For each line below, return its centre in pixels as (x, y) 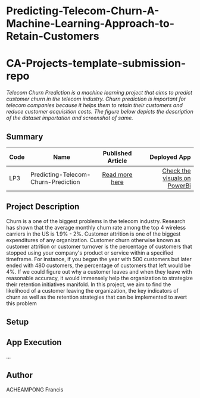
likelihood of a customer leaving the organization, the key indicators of (92, 290)
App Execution (34, 342)
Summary (25, 137)
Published (117, 153)
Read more (117, 174)
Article (117, 161)
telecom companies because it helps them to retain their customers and (95, 105)
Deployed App (170, 157)
